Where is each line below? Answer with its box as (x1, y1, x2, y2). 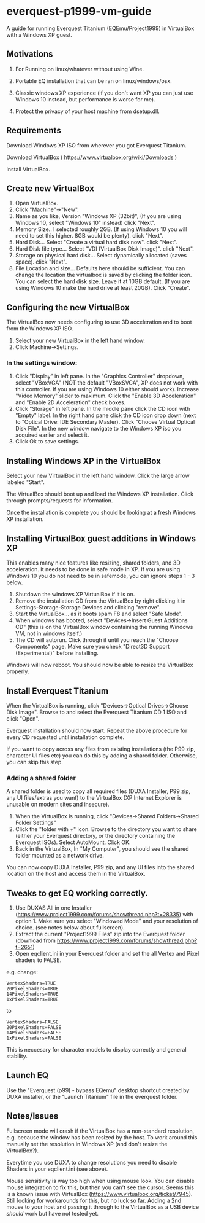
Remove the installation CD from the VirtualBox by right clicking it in (15, 597, 186, 604)
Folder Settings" (15, 819, 56, 827)
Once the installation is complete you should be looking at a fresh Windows (6, 509, 196, 517)
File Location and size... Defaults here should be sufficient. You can (15, 265, 185, 272)
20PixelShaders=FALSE (6, 1025, 62, 1031)
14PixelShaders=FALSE (6, 1030, 62, 1036)
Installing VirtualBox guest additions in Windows (6, 533, 196, 544)
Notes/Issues (6, 1111, 59, 1122)
